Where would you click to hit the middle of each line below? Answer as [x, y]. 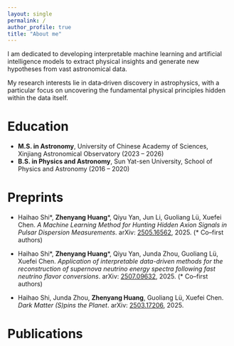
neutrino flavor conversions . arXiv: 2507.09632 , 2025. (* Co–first [113, 276]
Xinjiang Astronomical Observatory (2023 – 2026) [91, 154]
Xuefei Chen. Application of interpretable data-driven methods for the [120, 261]
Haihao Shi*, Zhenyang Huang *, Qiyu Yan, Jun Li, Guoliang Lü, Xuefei [119, 217]
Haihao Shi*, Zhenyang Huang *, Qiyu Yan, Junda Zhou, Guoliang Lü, [118, 254]
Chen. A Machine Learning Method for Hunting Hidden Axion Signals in [122, 225]
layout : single [30, 14]
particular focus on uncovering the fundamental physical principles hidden [117, 90]
